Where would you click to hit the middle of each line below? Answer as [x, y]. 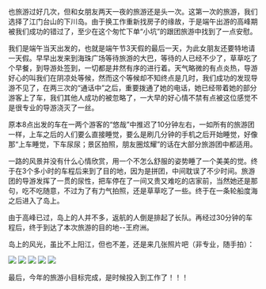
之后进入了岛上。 [36, 201]
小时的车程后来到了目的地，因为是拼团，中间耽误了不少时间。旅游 [148, 171]
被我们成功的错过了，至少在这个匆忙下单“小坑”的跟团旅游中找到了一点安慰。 [133, 31]
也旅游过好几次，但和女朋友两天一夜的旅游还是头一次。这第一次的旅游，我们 [133, 11]
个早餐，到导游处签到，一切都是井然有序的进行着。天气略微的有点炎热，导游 [133, 68]
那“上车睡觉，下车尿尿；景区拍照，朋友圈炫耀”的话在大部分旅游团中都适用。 [133, 144]
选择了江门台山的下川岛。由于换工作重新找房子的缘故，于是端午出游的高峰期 [133, 21]
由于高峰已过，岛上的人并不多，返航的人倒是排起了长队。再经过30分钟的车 [131, 217]
